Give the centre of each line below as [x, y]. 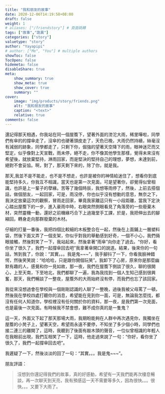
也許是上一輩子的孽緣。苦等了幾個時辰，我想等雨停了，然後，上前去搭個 [87, 188]
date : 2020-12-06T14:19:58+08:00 [39, 14]
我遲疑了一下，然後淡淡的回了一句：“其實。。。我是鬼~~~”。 [65, 353]
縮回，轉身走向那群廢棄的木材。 [37, 219]
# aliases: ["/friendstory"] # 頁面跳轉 [45, 28]
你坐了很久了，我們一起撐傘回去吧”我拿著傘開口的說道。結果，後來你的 [77, 248]
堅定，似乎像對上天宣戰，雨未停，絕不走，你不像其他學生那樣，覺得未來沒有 [82, 153]
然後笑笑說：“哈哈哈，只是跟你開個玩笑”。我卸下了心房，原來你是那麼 [84, 260]
